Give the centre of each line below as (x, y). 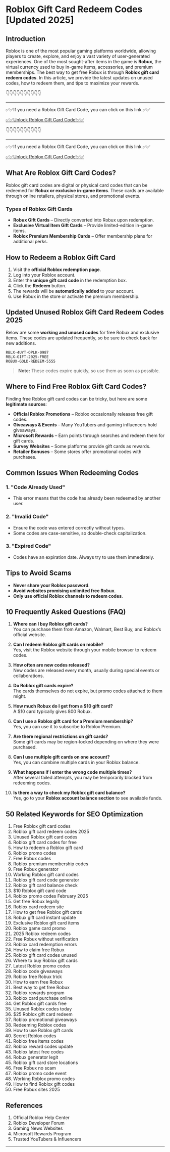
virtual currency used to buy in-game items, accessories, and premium (79, 67)
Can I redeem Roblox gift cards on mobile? (58, 645)
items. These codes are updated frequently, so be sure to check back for (82, 338)
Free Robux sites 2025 (36, 1090)
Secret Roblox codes (35, 1036)
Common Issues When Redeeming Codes (72, 473)
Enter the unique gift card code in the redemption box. (70, 280)
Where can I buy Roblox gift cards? (50, 624)
